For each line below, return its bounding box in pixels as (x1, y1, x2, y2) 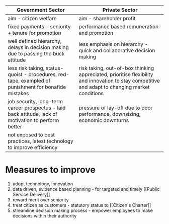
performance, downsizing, (78, 111, 141, 117)
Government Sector (17, 7, 65, 13)
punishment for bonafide (8, 84, 66, 90)
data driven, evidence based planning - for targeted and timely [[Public (12, 186, 160, 192)
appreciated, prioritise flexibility (78, 71, 153, 78)
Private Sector (102, 7, 138, 13)
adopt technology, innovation (12, 181, 73, 187)
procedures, (28, 71, 57, 78)
